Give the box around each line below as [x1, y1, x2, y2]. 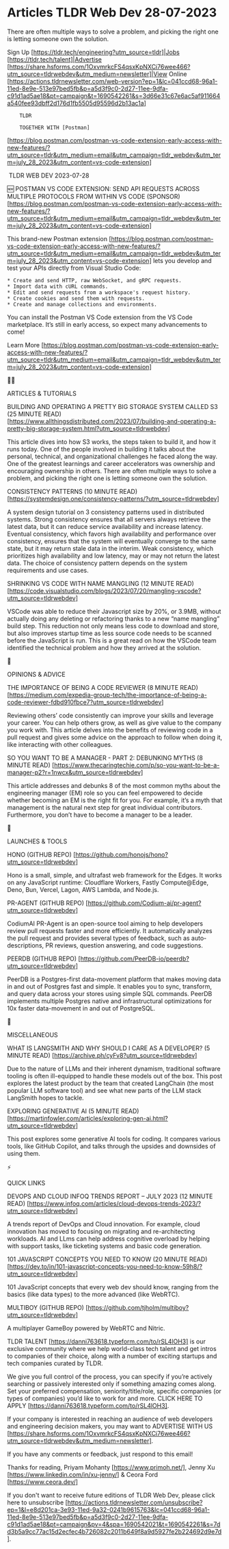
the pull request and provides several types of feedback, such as [7, 934, 190, 942]
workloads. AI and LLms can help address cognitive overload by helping [7, 1235, 211, 1243]
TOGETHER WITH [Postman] [19, 124, 90, 131]
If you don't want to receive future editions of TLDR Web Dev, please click [7, 1491, 215, 1499]
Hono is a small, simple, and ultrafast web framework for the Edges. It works [7, 871, 222, 879]
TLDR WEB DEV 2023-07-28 [8, 171, 90, 179]
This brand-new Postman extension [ [7, 234, 111, 243]
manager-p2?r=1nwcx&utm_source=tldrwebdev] [7, 768, 144, 776]
